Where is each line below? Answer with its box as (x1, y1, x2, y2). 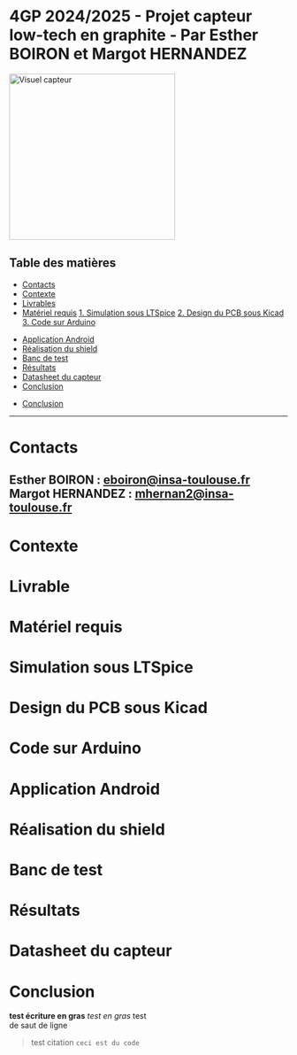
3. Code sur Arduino (21, 316, 95, 327)
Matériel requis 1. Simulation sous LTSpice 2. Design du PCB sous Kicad (21, 307, 285, 318)
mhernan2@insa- (134, 486, 234, 501)
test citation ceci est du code (30, 1037, 140, 1048)
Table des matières (9, 255, 117, 271)
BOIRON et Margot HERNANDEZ (9, 44, 247, 64)
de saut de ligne (9, 1020, 68, 1031)
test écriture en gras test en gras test (9, 1011, 148, 1021)
